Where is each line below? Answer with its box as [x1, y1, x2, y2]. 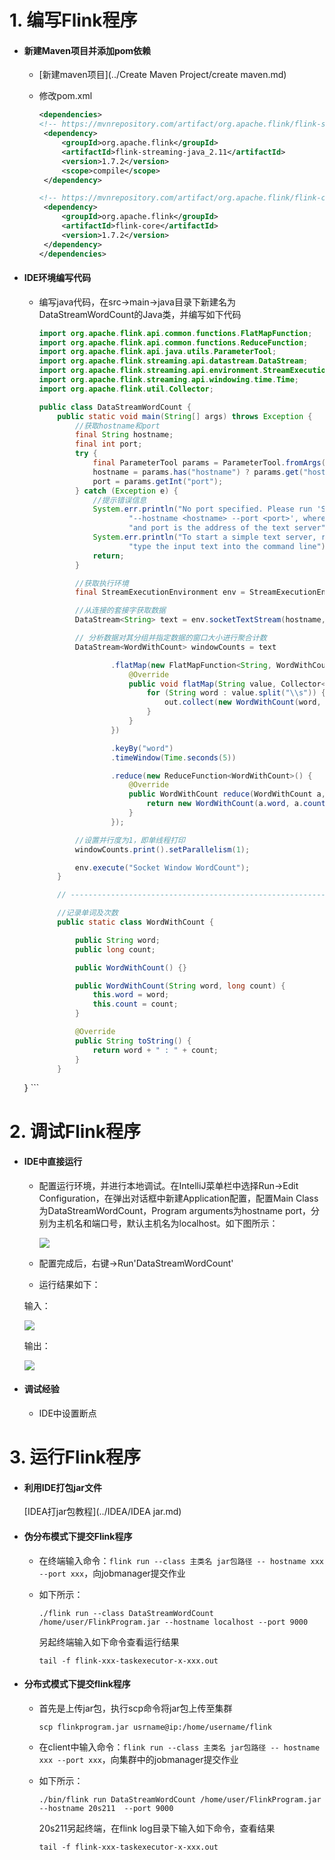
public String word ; [74, 935, 161, 945]
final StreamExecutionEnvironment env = [74, 587, 246, 598]
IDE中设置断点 [38, 1407, 97, 1420]
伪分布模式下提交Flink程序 [23, 1531, 133, 1543]
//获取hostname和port [74, 421, 161, 431]
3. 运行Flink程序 [9, 1446, 141, 1469]
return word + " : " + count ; [92, 1045, 219, 1055]
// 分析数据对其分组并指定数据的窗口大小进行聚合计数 [74, 633, 267, 643]
